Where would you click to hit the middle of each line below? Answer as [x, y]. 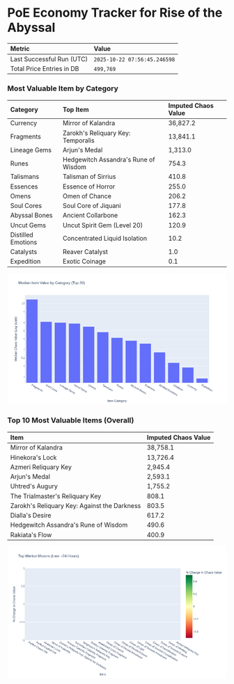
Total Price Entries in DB [45, 68]
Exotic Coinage [84, 262]
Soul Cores [26, 206]
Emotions [24, 242]
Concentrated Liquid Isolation [105, 239]
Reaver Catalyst [85, 252]
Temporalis [79, 140]
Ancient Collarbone [90, 215]
